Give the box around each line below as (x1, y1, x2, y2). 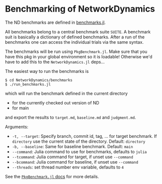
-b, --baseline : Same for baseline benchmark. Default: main (12, 143, 133, 149)
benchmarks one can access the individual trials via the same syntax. (5, 39, 144, 45)
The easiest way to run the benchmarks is (5, 68, 89, 74)
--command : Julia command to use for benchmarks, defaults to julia (12, 149, 147, 154)
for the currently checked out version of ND (12, 100, 99, 105)
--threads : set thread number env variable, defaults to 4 (12, 164, 124, 170)
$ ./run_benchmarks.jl (5, 82, 51, 87)
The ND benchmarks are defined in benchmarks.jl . (5, 19, 106, 25)
